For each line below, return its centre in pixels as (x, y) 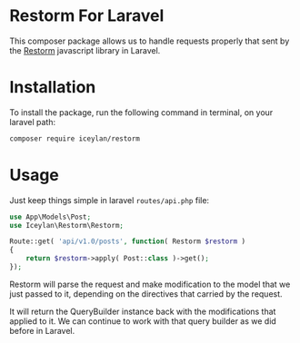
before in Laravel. (42, 330)
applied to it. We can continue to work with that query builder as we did (143, 321)
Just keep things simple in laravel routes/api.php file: (110, 200)
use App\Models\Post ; (50, 217)
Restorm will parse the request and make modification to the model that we (150, 284)
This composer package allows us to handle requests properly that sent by (150, 41)
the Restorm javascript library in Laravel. (85, 50)
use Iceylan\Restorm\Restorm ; (67, 225)
